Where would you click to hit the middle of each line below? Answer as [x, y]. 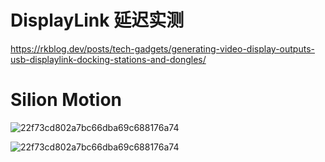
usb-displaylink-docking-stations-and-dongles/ [108, 59]
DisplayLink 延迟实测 [97, 20]
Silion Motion [66, 100]
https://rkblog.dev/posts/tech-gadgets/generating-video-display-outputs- [162, 48]
